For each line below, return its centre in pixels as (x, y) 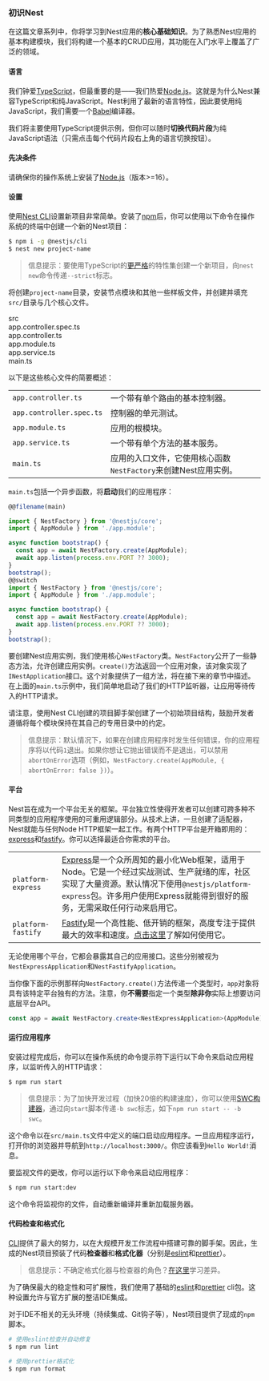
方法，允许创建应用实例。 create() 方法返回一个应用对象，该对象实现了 (131, 666)
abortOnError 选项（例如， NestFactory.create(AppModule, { (126, 759)
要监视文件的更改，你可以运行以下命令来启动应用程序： (99, 1172)
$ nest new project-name (50, 249)
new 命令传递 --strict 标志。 (72, 275)
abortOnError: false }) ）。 (73, 770)
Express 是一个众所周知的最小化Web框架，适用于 (153, 860)
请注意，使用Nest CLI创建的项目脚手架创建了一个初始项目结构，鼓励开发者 (131, 713)
